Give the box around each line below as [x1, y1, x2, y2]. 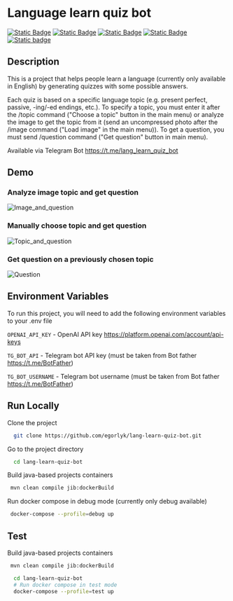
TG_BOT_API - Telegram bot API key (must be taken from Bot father [7, 351, 197, 359]
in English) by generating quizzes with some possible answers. [7, 82, 189, 90]
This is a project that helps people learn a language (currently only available [7, 74, 226, 83]
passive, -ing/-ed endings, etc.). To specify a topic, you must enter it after [7, 103, 220, 111]
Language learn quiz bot [7, 5, 152, 21]
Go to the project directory [7, 445, 84, 453]
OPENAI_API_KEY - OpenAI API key [7, 330, 103, 338]
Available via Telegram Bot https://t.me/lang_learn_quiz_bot [7, 146, 178, 155]
